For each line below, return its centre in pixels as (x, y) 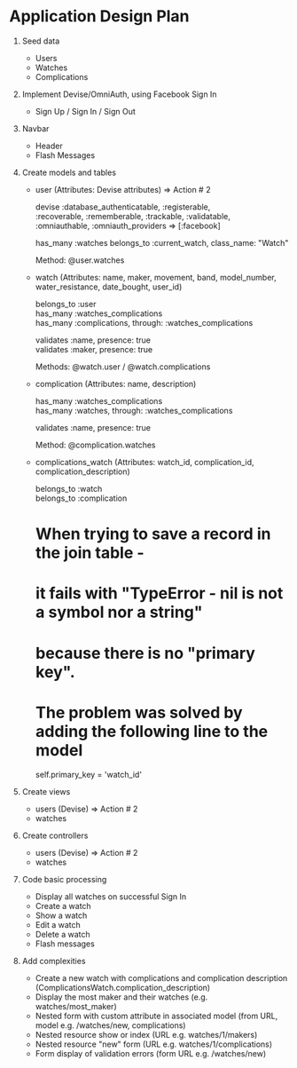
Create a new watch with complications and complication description (161, 978)
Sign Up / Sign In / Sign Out (85, 111)
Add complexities (54, 961)
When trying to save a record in (153, 534)
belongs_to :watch (69, 488)
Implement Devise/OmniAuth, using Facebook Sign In (119, 94)
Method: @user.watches (80, 260)
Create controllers (55, 835)
